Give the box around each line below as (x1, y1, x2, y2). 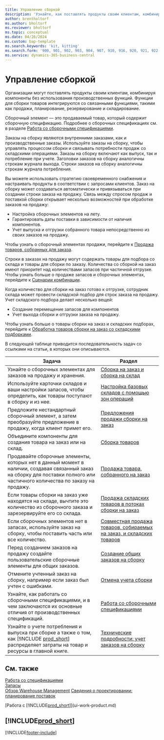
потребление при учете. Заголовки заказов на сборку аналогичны (5, 156, 144, 162)
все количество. (7, 536, 46, 543)
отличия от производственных (7, 609, 81, 616)
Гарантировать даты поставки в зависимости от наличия (12, 216, 132, 222)
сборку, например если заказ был (7, 576, 89, 583)
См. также (5, 664, 39, 672)
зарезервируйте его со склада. (7, 510, 82, 517)
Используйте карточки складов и (7, 380, 87, 387)
